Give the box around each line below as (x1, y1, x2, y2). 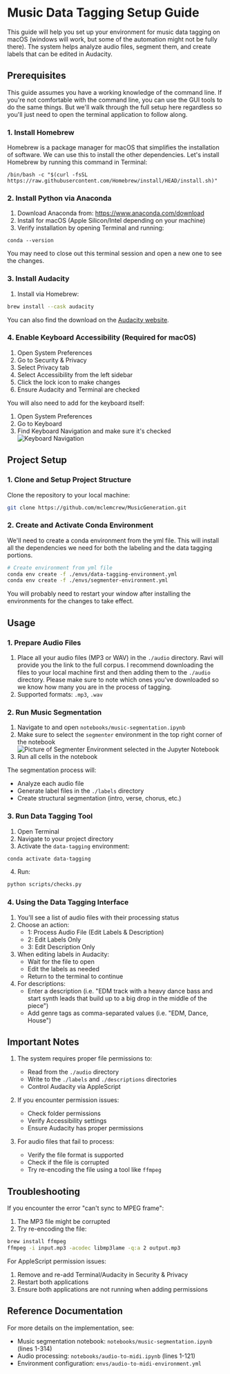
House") (27, 1016, 52, 1025)
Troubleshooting (7, 1185, 81, 1198)
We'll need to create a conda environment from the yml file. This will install (7, 536, 220, 544)
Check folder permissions (27, 1109, 102, 1118)
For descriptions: (17, 979, 66, 987)
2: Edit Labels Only (27, 935, 82, 944)
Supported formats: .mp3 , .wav (17, 690, 104, 698)
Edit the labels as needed (27, 964, 100, 973)
